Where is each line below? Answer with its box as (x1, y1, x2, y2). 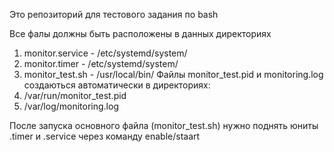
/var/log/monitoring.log (23, 100, 119, 112)
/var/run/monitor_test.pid (23, 90, 127, 101)
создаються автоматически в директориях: (23, 79, 211, 91)
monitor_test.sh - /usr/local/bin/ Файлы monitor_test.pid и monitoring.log (23, 69, 324, 80)
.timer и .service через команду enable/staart (9, 130, 201, 142)
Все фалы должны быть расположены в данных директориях (9, 28, 272, 39)
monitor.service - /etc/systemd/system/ (23, 47, 188, 59)
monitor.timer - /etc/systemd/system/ (23, 58, 179, 69)
